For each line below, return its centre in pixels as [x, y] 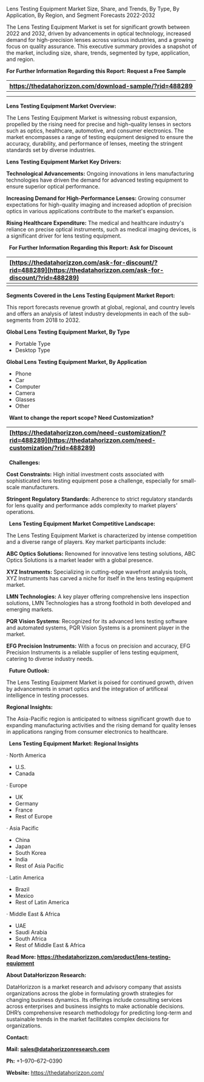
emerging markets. [30, 609]
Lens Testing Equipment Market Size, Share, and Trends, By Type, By [93, 9]
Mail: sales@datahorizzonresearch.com [58, 1049]
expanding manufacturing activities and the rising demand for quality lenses [101, 725]
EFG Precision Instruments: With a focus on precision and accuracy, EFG [98, 646]
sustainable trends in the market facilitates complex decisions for [88, 1019]
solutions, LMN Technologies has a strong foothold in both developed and [99, 603]
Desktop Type [32, 350]
